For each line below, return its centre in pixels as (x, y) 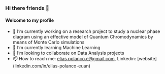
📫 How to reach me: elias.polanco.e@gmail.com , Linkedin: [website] (85, 59)
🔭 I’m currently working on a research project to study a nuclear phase (86, 31)
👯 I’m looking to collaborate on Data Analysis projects (68, 53)
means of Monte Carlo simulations (48, 42)
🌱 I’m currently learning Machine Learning (56, 48)
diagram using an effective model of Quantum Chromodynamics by (83, 37)
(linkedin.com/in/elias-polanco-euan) (51, 66)
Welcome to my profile (30, 20)
